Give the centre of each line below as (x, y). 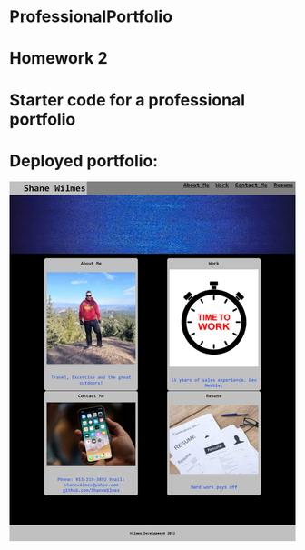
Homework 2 (59, 59)
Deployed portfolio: (84, 160)
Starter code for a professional (128, 100)
